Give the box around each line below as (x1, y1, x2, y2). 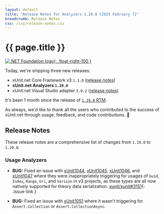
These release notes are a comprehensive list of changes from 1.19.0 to (5, 139, 151, 145)
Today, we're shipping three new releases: (5, 68, 91, 74)
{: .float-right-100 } (53, 58, 92, 64)
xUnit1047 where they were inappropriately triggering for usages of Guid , (12, 173, 160, 179)
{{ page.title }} (5, 42, 66, 53)
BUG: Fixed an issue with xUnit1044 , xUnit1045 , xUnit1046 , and (12, 168, 140, 174)
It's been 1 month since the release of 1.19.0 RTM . (5, 97, 107, 103)
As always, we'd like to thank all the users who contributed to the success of (5, 107, 160, 113)
